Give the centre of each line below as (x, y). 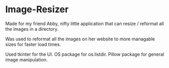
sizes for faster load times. (33, 44)
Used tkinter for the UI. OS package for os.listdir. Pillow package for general (85, 54)
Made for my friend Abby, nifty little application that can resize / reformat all (85, 24)
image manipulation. (26, 59)
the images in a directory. (32, 29)
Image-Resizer (37, 9)
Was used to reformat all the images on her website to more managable (80, 39)
